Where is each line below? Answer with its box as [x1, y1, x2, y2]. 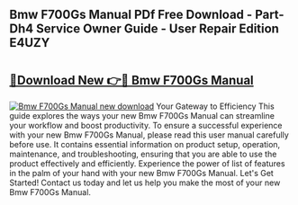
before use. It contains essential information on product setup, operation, [9, 139, 281, 149]
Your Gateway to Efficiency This [156, 101, 275, 111]
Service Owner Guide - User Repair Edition [35, 22, 279, 37]
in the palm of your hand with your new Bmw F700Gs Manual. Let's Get [9, 168, 275, 178]
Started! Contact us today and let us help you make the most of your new [9, 177, 281, 188]
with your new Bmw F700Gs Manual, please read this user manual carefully [9, 129, 290, 140]
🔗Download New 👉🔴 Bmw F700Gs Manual [9, 72, 254, 88]
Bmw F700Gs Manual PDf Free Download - [9, 7, 253, 22]
